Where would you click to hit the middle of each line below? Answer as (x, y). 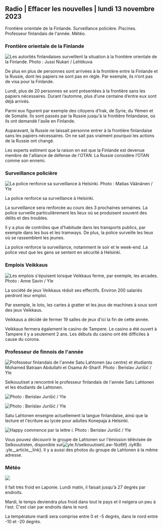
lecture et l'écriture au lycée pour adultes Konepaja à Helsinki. (67, 421)
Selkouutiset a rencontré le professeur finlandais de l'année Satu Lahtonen (80, 382)
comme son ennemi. (25, 160)
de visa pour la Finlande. (30, 82)
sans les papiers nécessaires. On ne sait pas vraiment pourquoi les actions (80, 136)
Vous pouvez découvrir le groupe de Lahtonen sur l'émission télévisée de (78, 440)
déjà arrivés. (17, 101)
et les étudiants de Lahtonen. (34, 387)
